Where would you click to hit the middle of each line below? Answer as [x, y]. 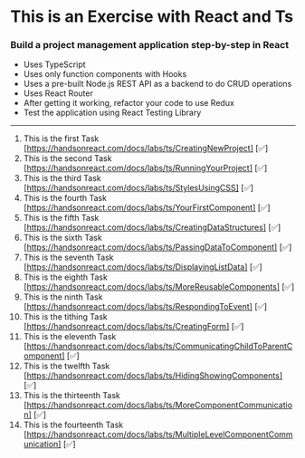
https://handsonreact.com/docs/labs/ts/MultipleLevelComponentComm [160, 434]
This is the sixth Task [62, 238]
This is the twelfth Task [67, 366]
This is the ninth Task [63, 297]
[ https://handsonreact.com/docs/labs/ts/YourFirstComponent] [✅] [147, 208]
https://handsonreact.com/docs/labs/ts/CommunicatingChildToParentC [160, 347]
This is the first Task [61, 138]
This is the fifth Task [61, 218]
